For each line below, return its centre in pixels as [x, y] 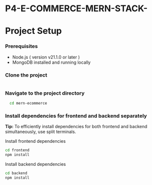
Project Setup [34, 31]
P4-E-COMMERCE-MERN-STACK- [76, 9]
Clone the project [26, 75]
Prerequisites [21, 46]
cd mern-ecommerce [29, 104]
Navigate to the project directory [45, 93]
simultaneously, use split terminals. [41, 132]
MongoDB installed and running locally [51, 62]
